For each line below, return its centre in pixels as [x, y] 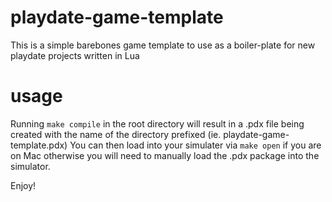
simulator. [30, 166]
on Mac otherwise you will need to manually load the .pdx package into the [165, 155]
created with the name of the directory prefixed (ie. [116, 134]
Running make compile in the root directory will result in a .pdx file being [157, 123]
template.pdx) [39, 145]
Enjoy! [23, 185]
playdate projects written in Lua [75, 55]
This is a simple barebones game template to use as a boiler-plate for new [163, 45]
